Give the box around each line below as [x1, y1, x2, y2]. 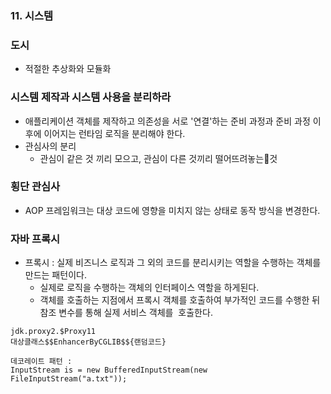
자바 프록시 [10, 232, 61, 246]
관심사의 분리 [24, 140, 77, 152]
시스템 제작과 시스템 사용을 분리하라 [10, 90, 172, 104]
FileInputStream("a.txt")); [10, 374, 128, 384]
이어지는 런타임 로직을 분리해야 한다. [43, 127, 186, 139]
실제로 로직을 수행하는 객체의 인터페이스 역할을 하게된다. [39, 282, 260, 294]
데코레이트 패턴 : [10, 357, 73, 367]
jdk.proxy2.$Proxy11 [10, 327, 97, 337]
